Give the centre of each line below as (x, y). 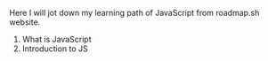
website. (25, 22)
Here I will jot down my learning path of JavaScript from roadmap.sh (134, 13)
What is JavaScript (57, 39)
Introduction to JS (55, 49)
